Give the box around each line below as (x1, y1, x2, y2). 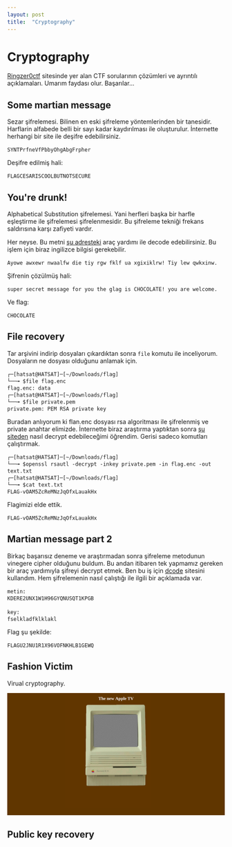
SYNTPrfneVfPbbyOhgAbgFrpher (7, 146, 91, 153)
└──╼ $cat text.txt (7, 481, 64, 488)
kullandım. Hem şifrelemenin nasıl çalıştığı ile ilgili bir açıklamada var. (7, 573, 202, 582)
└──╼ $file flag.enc (7, 377, 67, 385)
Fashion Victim (7, 660, 73, 673)
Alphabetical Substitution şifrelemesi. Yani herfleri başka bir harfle (7, 210, 195, 218)
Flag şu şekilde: (7, 627, 52, 636)
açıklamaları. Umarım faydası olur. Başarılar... (7, 79, 135, 88)
